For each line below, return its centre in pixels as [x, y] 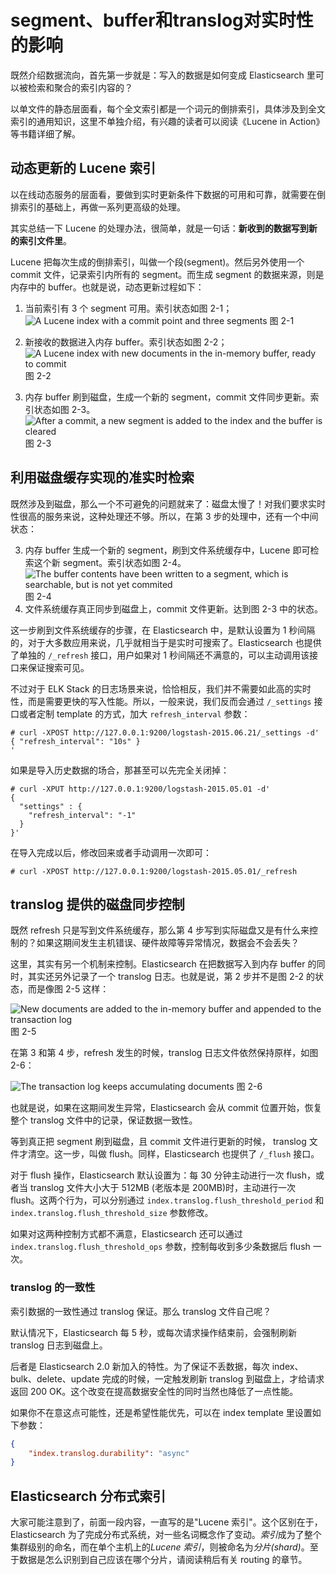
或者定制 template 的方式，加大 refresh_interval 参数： [134, 713]
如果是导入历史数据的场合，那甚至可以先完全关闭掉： [120, 770]
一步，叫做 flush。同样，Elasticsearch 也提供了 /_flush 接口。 [191, 1154]
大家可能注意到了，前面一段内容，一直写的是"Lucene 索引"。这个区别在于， [166, 1522]
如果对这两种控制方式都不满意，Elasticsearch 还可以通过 [126, 1234]
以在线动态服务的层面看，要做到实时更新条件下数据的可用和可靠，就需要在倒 [168, 194]
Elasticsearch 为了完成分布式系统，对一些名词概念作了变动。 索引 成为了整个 [166, 1535]
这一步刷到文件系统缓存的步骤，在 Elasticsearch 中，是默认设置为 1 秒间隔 [163, 630]
